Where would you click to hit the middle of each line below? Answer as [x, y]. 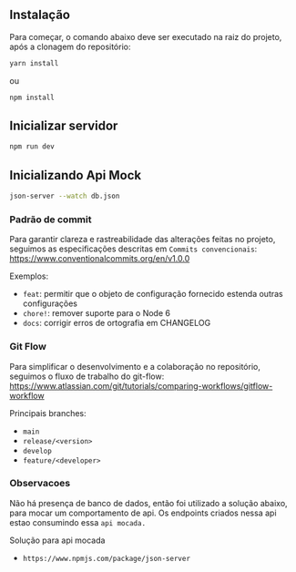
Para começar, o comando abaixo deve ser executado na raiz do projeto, [146, 36]
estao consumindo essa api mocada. [78, 522]
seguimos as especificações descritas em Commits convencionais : [133, 249]
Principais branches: [48, 413]
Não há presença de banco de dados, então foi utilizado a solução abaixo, [149, 503]
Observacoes [40, 484]
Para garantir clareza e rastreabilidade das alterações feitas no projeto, [143, 240]
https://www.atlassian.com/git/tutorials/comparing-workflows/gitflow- [141, 385]
